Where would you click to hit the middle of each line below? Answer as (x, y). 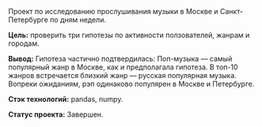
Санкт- (232, 11)
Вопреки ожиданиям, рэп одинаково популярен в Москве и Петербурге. (131, 84)
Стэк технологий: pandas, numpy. (66, 99)
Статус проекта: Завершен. (56, 114)
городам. (24, 43)
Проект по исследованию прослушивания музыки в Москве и (114, 11)
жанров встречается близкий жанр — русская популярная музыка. (123, 75)
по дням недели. (78, 20)
